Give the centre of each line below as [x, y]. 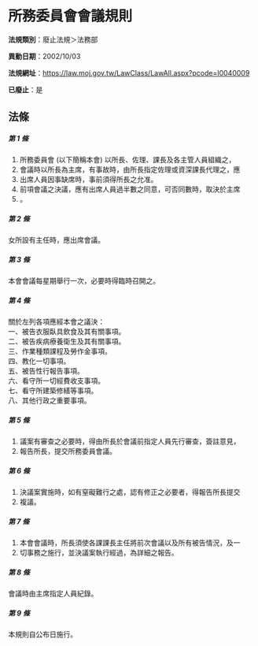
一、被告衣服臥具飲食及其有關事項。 [67, 332]
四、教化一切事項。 [39, 361]
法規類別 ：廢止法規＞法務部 [53, 39]
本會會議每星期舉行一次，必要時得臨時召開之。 [84, 281]
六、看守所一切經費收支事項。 [56, 381]
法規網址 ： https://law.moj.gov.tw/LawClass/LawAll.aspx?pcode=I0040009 [129, 72]
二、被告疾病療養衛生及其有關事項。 [67, 342]
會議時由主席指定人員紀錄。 [53, 594]
